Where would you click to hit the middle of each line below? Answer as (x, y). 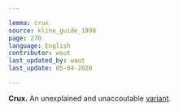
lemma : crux (28, 23)
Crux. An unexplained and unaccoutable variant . (90, 98)
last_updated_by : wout (47, 61)
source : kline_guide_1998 (52, 30)
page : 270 (25, 38)
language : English (39, 45)
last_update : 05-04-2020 (50, 68)
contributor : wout (39, 53)
